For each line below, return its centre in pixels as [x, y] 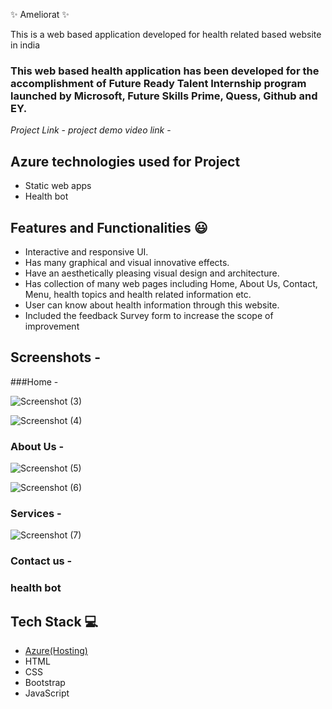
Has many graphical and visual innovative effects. [127, 262]
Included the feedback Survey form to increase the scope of [149, 315]
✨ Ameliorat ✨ [40, 14]
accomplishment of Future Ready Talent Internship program [158, 83]
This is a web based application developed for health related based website [166, 34]
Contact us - [41, 561]
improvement [52, 326]
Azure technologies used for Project [125, 161]
